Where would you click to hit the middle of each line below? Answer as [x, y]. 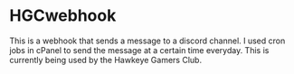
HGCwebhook [63, 16]
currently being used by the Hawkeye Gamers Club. [105, 60]
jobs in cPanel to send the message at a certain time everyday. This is [139, 50]
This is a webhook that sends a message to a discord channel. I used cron [147, 41]
